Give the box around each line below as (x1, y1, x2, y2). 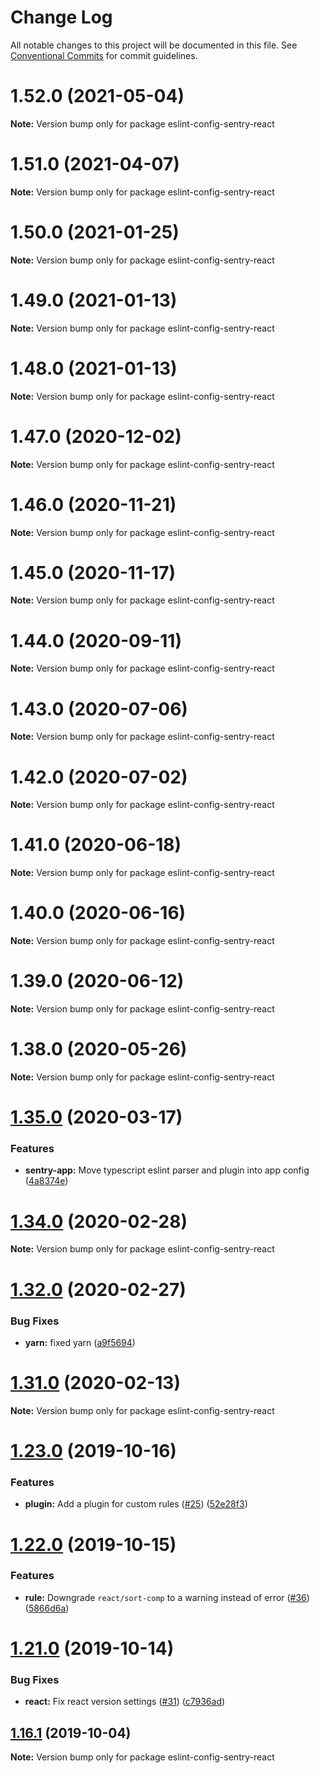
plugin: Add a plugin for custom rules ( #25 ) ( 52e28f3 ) (24, 1498, 248, 1510)
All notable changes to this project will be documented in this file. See (10, 39, 298, 51)
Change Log (10, 6, 113, 29)
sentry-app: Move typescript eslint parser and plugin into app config (24, 1164, 310, 1176)
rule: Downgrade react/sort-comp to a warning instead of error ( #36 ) (24, 1591, 310, 1603)
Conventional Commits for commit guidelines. (10, 49, 198, 61)
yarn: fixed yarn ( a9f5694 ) (24, 1336, 136, 1348)
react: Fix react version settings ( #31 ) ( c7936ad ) (24, 1696, 226, 1708)
